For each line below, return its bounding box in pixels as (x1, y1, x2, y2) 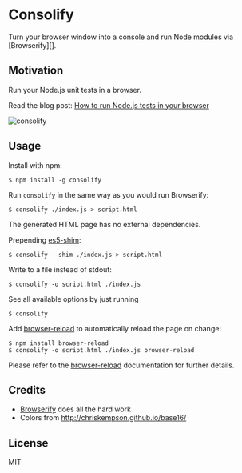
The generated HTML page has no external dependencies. (8, 219, 201, 229)
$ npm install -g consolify (8, 176, 102, 184)
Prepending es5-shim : (8, 234, 81, 245)
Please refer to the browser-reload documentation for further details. (8, 360, 235, 370)
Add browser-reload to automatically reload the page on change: (8, 323, 222, 333)
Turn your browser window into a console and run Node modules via (8, 32, 234, 42)
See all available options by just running (8, 294, 139, 303)
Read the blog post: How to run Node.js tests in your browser (8, 100, 210, 110)
